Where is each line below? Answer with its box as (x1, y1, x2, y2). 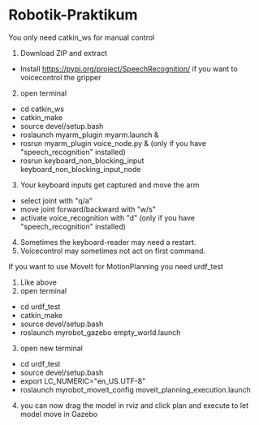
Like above (19, 277, 57, 287)
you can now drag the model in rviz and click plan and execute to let (19, 400, 249, 410)
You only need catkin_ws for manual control (8, 32, 155, 42)
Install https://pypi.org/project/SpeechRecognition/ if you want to (19, 63, 238, 74)
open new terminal (19, 343, 83, 353)
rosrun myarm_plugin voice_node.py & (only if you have (19, 138, 207, 148)
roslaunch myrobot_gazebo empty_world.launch (19, 327, 181, 337)
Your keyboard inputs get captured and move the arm (19, 180, 200, 190)
